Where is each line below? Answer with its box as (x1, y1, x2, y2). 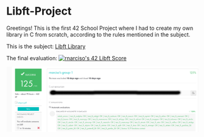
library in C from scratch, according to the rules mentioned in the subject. (6, 30, 191, 38)
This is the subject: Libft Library (6, 43, 86, 50)
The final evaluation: (6, 54, 58, 61)
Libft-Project (6, 4, 72, 18)
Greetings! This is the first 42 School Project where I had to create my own (6, 24, 194, 32)
